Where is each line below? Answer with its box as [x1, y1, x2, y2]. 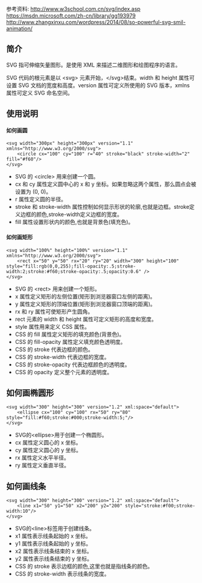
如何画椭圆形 [6, 388, 54, 398]
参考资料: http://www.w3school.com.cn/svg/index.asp [6, 5, 140, 12]
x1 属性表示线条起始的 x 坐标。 [14, 532, 92, 540]
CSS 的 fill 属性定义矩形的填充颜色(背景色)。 [14, 331, 125, 338]
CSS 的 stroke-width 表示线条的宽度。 [14, 570, 110, 578]
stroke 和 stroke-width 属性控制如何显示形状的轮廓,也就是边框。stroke [14, 203, 190, 211]
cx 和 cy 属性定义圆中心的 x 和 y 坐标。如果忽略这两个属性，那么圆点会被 [14, 180, 197, 188]
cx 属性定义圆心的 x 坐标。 [14, 439, 81, 446]
